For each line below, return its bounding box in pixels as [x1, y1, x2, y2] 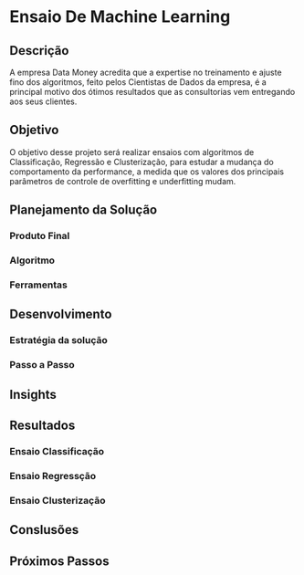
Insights [9, 386, 58, 402]
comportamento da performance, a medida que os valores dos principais [9, 166, 285, 177]
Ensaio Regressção [9, 469, 97, 482]
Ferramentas [9, 278, 68, 291]
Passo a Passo [9, 359, 75, 371]
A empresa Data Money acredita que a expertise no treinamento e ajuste [9, 67, 282, 78]
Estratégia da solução [9, 334, 108, 347]
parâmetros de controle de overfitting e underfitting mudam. [9, 175, 236, 186]
